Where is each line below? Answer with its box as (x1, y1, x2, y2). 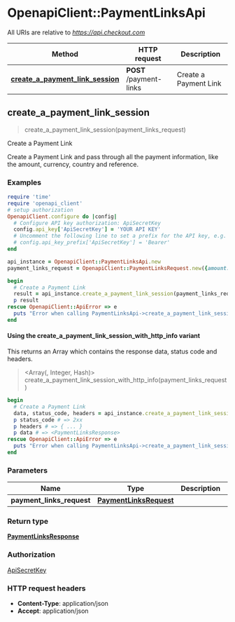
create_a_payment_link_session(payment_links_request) (24, 125, 187, 134)
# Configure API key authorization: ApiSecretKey (13, 219, 161, 227)
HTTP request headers (7, 583, 86, 593)
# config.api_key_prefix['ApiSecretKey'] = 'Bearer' (13, 239, 171, 246)
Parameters (7, 465, 48, 475)
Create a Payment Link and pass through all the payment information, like (7, 152, 219, 161)
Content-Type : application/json (17, 600, 108, 608)
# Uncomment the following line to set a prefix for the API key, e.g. (13, 233, 227, 240)
